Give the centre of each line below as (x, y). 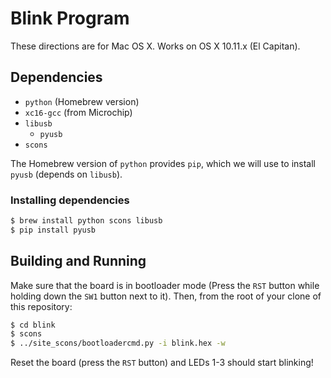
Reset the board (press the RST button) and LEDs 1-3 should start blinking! (162, 363)
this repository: (41, 306)
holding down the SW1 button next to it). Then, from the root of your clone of (166, 296)
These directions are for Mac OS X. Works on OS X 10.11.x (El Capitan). (155, 46)
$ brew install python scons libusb (86, 221)
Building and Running (78, 261)
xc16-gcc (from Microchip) (78, 112)
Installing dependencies (70, 200)
